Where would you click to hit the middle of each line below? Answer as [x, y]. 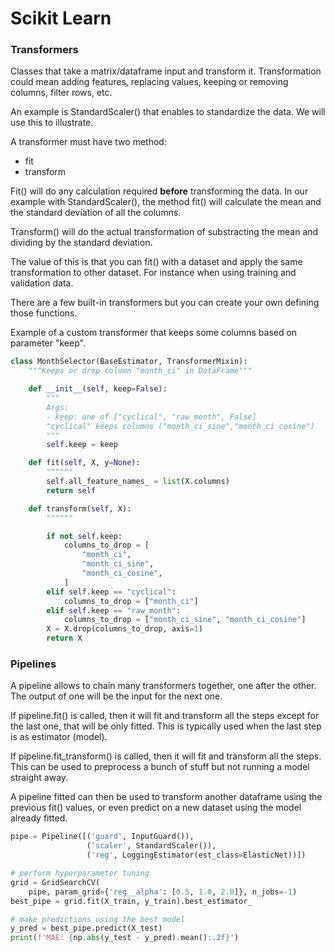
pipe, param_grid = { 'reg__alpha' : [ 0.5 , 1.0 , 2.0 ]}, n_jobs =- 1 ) [163, 892]
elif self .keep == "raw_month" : [114, 610]
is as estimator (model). [59, 737]
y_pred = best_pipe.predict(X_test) [86, 928]
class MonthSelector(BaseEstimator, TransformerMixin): [129, 362]
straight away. [39, 778]
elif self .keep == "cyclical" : [111, 592]
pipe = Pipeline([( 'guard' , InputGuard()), [102, 837]
